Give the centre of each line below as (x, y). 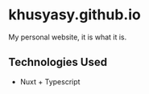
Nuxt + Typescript (50, 81)
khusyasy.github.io (74, 15)
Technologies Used (58, 62)
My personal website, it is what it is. (68, 37)
